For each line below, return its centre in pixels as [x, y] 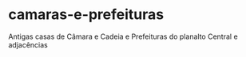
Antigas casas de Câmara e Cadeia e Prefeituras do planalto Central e [123, 36]
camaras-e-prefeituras [86, 15]
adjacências [28, 44]
